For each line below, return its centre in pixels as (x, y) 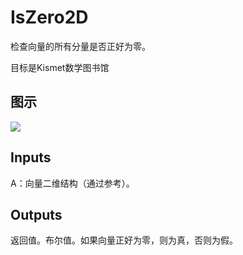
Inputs (31, 157)
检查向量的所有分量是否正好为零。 (80, 46)
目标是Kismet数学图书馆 (60, 67)
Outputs (36, 214)
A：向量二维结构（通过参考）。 (72, 183)
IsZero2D (49, 17)
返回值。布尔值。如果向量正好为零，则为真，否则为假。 (124, 240)
